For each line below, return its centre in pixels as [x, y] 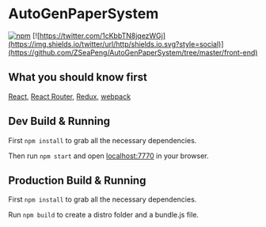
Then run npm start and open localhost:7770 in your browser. [108, 156]
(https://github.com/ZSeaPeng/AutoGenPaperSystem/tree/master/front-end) [133, 52]
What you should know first [78, 77]
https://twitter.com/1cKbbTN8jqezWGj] [103, 36]
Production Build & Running [77, 180]
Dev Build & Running [59, 121]
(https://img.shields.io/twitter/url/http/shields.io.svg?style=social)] [116, 44]
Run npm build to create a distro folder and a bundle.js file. [104, 215]
